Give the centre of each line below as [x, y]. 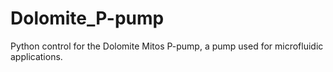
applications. [36, 56]
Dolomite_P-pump [87, 18]
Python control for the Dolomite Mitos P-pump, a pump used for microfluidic [167, 46]
